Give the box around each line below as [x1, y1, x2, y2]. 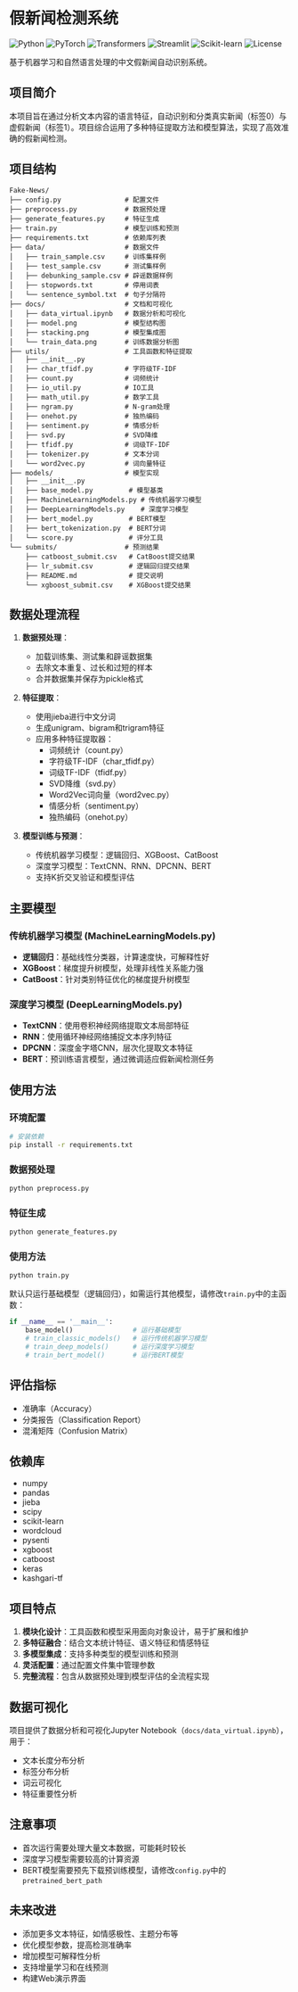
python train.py [9, 1271, 69, 1280]
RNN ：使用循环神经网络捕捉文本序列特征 [21, 1031, 173, 1042]
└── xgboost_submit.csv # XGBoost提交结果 [25, 581, 191, 590]
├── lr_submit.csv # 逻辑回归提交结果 [25, 561, 190, 571]
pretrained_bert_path [21, 1876, 102, 1885]
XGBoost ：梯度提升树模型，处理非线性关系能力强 [21, 963, 205, 973]
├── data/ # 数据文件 [9, 243, 160, 252]
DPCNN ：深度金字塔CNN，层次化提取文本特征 [21, 1043, 194, 1054]
